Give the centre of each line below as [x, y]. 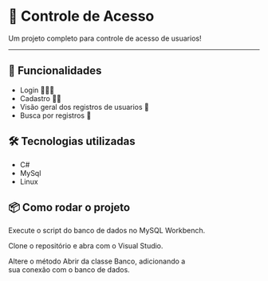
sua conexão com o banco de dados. [69, 270]
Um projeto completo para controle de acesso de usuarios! [105, 38]
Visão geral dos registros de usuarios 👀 [85, 107]
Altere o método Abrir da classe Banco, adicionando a [97, 261]
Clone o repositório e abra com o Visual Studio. [86, 246]
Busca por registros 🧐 [55, 115]
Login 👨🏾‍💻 [37, 90]
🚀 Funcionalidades [55, 71]
